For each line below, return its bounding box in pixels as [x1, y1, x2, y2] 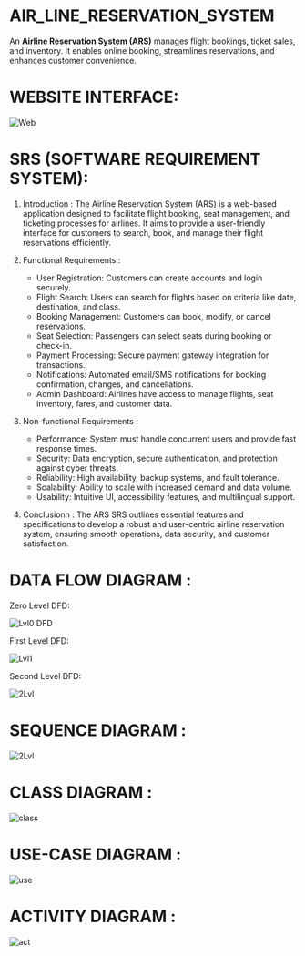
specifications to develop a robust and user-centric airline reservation [22, 518, 285, 529]
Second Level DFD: [9, 670, 82, 681]
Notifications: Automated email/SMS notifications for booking [36, 369, 267, 380]
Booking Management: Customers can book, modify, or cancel [36, 310, 271, 321]
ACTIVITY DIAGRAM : [9, 906, 176, 927]
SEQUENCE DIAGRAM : [9, 720, 187, 740]
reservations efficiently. [22, 237, 112, 248]
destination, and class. [36, 301, 121, 312]
